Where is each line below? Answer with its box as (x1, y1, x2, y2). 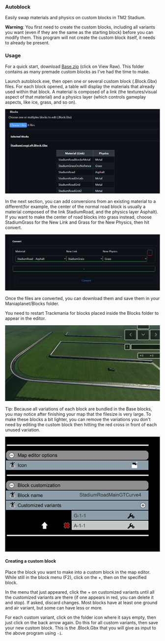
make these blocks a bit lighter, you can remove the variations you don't (5, 416, 151, 422)
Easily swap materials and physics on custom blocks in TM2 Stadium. (5, 15, 146, 21)
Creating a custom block (5, 558, 56, 564)
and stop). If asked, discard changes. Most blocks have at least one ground (5, 600, 158, 606)
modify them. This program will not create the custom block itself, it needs (5, 34, 156, 40)
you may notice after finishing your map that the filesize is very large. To (5, 411, 151, 417)
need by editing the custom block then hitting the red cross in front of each (5, 421, 157, 427)
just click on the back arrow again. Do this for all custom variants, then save (5, 620, 158, 626)
